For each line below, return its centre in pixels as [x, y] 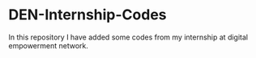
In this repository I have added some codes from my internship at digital [128, 37]
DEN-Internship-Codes [88, 15]
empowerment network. [49, 45]
